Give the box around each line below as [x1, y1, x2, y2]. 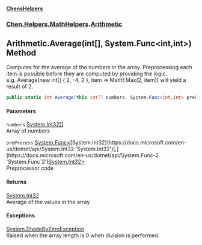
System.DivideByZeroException [6, 225, 85, 232]
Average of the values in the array [6, 198, 90, 205]
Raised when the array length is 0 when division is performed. [6, 232, 160, 239]
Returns [6, 178, 27, 185]
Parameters [6, 107, 36, 114]
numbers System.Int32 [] [6, 121, 64, 128]
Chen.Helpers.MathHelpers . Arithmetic [6, 20, 123, 28]
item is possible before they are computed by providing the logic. [6, 70, 167, 78]
